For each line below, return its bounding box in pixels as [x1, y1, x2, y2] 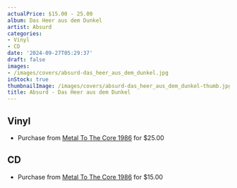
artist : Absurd [7, 23, 52, 30]
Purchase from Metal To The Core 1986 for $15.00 [17, 173, 164, 181]
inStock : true [7, 75, 49, 83]
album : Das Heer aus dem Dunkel [7, 17, 102, 24]
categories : [7, 30, 42, 37]
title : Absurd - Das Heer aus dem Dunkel [7, 89, 131, 96]
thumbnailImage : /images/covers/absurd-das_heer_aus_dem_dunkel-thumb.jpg [7, 82, 232, 89]
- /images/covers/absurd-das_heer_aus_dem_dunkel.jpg [7, 69, 169, 76]
